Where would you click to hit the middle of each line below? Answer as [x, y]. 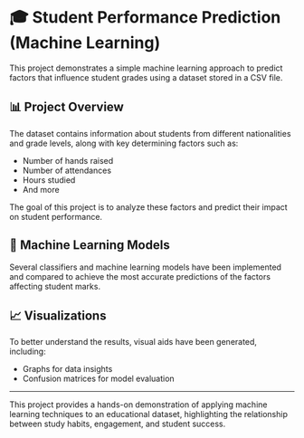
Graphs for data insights [67, 369]
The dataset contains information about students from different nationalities [150, 133]
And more [41, 189]
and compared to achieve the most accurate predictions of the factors [140, 276]
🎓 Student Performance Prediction [145, 18]
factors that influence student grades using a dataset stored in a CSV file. [146, 77]
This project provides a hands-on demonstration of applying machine [138, 405]
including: [28, 352]
